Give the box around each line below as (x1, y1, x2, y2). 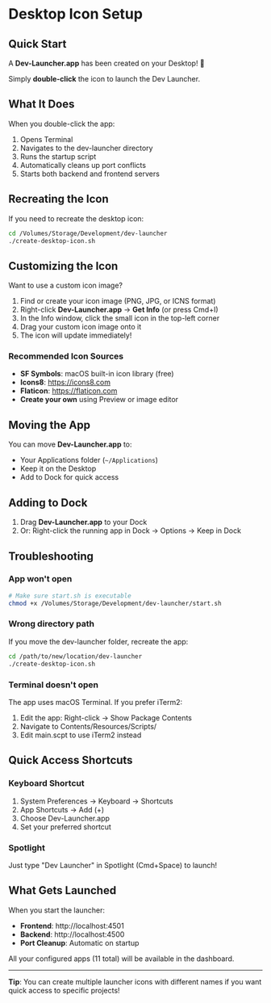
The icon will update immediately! (19, 330, 132, 340)
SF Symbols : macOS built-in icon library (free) (19, 369, 175, 379)
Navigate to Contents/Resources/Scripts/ (19, 721, 157, 731)
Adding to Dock (8, 496, 88, 510)
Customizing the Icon (8, 259, 119, 273)
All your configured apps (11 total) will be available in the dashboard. (8, 954, 235, 963)
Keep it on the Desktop (19, 464, 97, 473)
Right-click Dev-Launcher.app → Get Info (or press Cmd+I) (19, 304, 219, 315)
